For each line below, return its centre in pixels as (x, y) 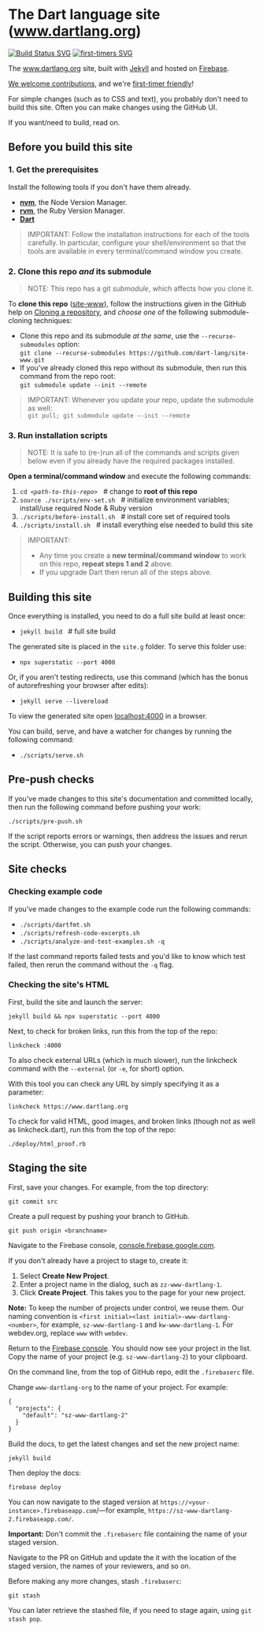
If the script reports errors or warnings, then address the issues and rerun (128, 836)
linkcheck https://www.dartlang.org (68, 1106)
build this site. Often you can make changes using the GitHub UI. (113, 107)
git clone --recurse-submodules (72, 353)
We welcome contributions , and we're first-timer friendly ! (101, 84)
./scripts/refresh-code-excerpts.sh (80, 933)
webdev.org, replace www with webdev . (68, 1332)
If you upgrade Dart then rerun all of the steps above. (126, 572)
